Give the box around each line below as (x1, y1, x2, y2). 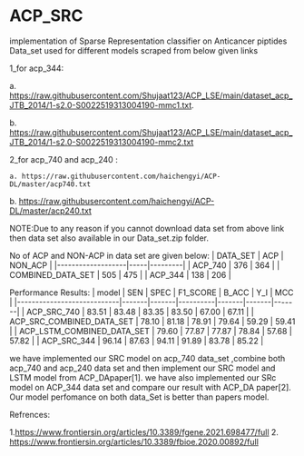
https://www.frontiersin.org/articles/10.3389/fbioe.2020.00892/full (9, 436, 259, 447)
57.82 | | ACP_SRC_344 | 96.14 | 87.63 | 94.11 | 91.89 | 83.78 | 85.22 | (9, 335, 264, 346)
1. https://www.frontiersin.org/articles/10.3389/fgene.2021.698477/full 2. (9, 426, 279, 437)
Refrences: (9, 409, 51, 420)
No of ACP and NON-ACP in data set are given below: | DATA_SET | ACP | (9, 250, 284, 261)
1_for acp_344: (9, 63, 64, 74)
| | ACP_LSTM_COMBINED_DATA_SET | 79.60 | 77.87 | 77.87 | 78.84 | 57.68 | (9, 325, 292, 336)
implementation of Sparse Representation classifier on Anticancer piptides (9, 35, 288, 46)
